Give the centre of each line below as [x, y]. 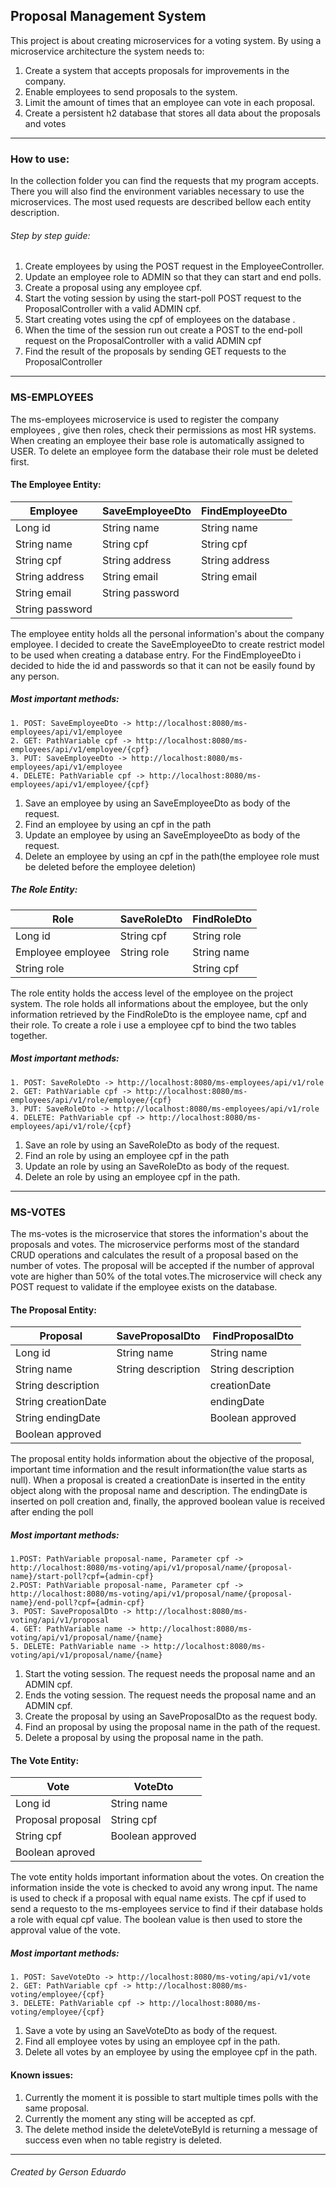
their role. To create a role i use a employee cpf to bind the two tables [153, 1025]
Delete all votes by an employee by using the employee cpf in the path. [171, 2052]
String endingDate [58, 1418]
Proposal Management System [108, 16]
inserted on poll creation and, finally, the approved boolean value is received [168, 1501]
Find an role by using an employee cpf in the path [127, 1155]
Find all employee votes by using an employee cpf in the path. [152, 2041]
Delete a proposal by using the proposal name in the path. [144, 1738]
